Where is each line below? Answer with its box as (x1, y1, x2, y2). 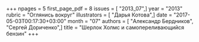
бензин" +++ (6, 30, 39, 37)
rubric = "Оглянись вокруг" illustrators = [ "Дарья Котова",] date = (6, 11, 173, 18)
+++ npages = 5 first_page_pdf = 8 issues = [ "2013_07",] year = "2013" (6, 5, 183, 12)
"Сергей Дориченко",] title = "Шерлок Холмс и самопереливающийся (6, 24, 185, 31)
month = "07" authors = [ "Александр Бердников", (67, 18, 194, 24)
